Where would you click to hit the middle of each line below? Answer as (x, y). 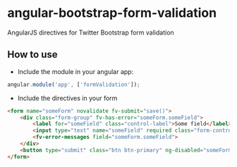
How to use (32, 55)
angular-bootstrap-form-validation (112, 13)
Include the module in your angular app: (75, 71)
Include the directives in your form (67, 98)
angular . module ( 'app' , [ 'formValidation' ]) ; (74, 85)
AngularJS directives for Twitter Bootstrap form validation (91, 32)
